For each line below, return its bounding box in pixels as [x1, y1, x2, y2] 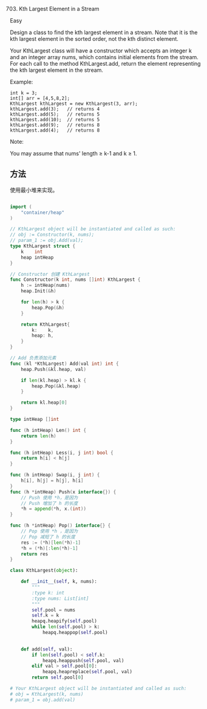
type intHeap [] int [10, 417, 59, 423]
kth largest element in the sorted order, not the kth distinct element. [10, 35, 178, 42]
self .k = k [32, 612, 59, 619]
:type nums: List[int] [32, 595, 89, 602]
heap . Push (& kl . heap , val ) [21, 366, 87, 372]
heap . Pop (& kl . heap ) [32, 383, 81, 389]
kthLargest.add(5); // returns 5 [10, 111, 100, 118]
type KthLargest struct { [10, 243, 75, 249]
